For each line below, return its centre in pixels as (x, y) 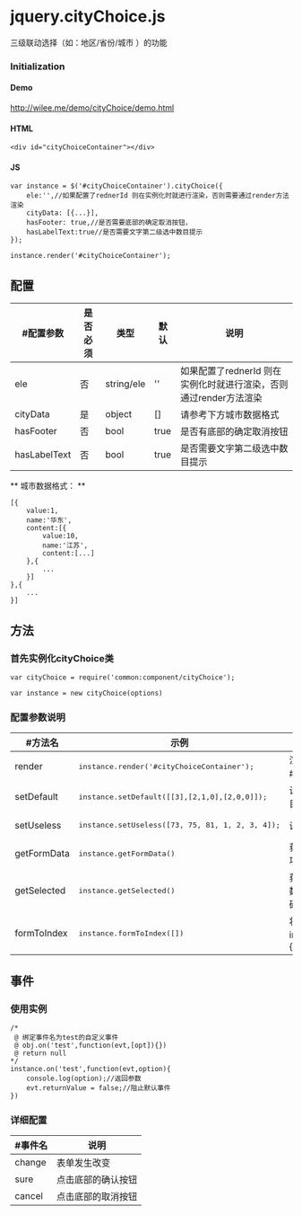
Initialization (38, 67)
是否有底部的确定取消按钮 (234, 431)
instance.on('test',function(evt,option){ (91, 1069)
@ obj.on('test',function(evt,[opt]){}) (91, 1045)
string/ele (125, 384)
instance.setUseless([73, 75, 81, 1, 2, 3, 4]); (179, 825)
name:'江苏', (65, 545)
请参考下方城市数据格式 (229, 415)
